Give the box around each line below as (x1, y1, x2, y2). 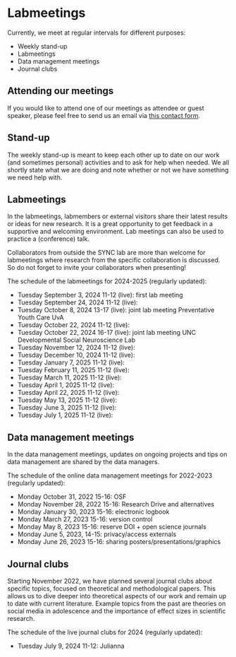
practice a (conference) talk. (7, 235, 90, 243)
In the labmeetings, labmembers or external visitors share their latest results (7, 212, 228, 220)
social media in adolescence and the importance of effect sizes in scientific (7, 607, 226, 615)
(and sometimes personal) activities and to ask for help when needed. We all (7, 158, 230, 167)
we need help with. (7, 173, 63, 182)
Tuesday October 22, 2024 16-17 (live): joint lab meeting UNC (17, 328, 197, 337)
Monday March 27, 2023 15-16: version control (17, 515, 153, 523)
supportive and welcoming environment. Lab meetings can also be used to (7, 227, 224, 236)
